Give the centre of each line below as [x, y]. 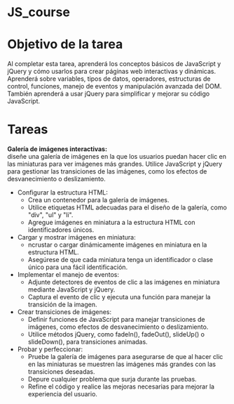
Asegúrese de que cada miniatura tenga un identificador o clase [121, 260]
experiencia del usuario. [63, 394]
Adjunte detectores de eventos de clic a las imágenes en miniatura [124, 282]
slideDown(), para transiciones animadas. [88, 342]
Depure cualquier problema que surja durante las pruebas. [112, 379]
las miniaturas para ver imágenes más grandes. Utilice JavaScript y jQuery [115, 164]
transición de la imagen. [62, 305]
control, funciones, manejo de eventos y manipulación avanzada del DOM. [115, 86]
